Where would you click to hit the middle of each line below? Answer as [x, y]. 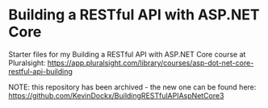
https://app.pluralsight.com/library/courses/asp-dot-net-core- [151, 63]
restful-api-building [40, 71]
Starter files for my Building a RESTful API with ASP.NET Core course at [127, 54]
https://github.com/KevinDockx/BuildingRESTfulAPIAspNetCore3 [116, 95]
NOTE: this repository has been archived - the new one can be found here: [132, 87]
